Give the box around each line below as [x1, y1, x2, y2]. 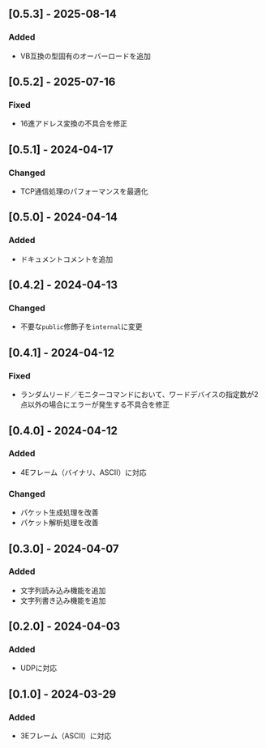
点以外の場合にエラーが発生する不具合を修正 [19, 400, 170, 409]
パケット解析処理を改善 [19, 518, 99, 528]
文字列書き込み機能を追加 [19, 596, 106, 605]
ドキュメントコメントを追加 [19, 254, 114, 263]
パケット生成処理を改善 [19, 507, 99, 518]
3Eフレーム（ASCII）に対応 [19, 731, 112, 741]
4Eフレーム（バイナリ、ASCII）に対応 [19, 467, 148, 477]
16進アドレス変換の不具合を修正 [19, 118, 128, 129]
